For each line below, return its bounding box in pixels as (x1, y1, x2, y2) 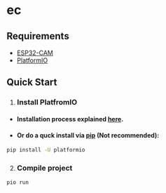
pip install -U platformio (6, 147, 85, 154)
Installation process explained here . (16, 114, 124, 123)
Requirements (6, 30, 69, 42)
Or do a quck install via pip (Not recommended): (16, 131, 160, 139)
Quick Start (6, 76, 57, 88)
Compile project (16, 163, 73, 173)
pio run (6, 179, 29, 186)
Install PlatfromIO (16, 98, 78, 107)
